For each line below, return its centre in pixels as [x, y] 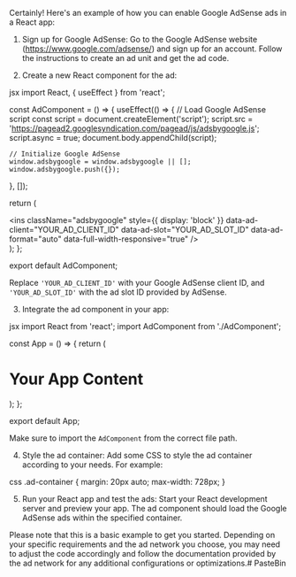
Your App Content [76, 379]
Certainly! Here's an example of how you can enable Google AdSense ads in [148, 13]
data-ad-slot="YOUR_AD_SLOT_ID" [185, 230]
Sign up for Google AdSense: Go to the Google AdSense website [140, 39]
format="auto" [35, 239]
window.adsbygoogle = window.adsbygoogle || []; [100, 162]
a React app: [32, 22]
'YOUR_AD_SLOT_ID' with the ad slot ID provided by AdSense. [118, 292]
